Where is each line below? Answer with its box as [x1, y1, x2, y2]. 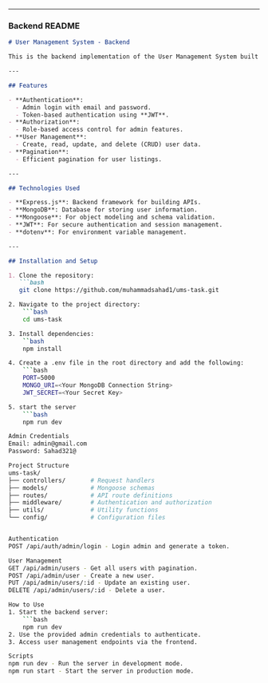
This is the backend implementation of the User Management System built [8, 53, 259, 61]
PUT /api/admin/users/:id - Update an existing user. [8, 579, 191, 587]
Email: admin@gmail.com [8, 440, 88, 448]
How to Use [8, 601, 45, 609]
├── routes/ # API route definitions [8, 492, 173, 499]
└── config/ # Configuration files [8, 514, 166, 522]
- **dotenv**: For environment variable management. [8, 228, 187, 236]
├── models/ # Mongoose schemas [8, 484, 156, 492]
